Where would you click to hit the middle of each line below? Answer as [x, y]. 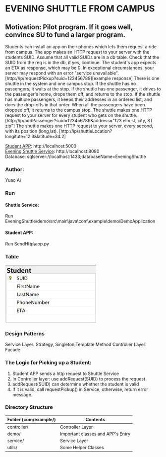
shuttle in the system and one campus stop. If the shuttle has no [71, 83]
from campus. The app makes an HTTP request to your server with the [77, 52]
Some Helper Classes [82, 448]
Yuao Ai [13, 180]
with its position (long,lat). [31, 131]
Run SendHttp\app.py [27, 243]
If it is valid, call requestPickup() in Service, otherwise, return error [80, 389]
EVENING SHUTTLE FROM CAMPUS [80, 9]
